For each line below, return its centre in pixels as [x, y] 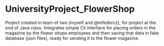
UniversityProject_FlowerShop [70, 9]
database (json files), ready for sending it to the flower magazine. [72, 38]
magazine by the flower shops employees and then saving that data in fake [82, 33]
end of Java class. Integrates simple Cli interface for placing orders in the [81, 27]
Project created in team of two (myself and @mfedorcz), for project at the [81, 23]
